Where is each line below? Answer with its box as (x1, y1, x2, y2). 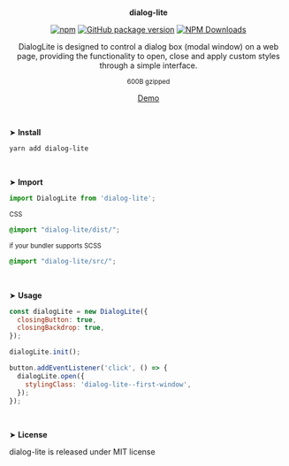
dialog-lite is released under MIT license (9, 447, 156, 457)
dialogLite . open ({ (17, 371, 86, 380)
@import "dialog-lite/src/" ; (9, 256, 117, 265)
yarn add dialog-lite (9, 144, 89, 153)
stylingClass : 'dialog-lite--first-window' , (25, 379, 192, 389)
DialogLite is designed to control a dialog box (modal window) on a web (18, 42, 279, 51)
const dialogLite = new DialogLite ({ (9, 307, 148, 316)
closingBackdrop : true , (17, 324, 104, 332)
